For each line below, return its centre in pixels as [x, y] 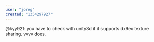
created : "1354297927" [29, 14]
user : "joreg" [20, 10]
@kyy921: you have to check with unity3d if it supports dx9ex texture [77, 28]
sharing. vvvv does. [26, 34]
